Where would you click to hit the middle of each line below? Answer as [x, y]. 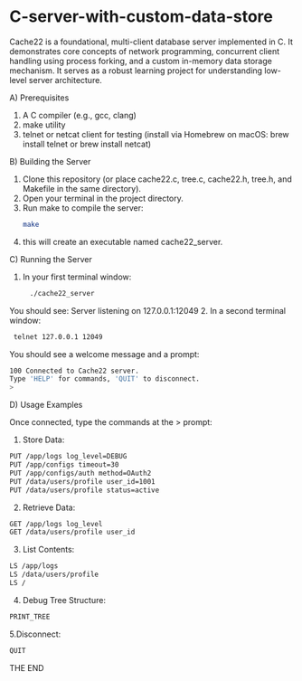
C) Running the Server [51, 259]
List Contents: [48, 550]
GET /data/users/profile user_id [72, 532]
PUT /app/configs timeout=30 [64, 465]
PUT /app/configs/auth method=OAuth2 [80, 473]
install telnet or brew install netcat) [87, 144]
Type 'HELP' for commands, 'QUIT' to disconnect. [105, 379]
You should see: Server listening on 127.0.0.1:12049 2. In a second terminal [148, 310]
